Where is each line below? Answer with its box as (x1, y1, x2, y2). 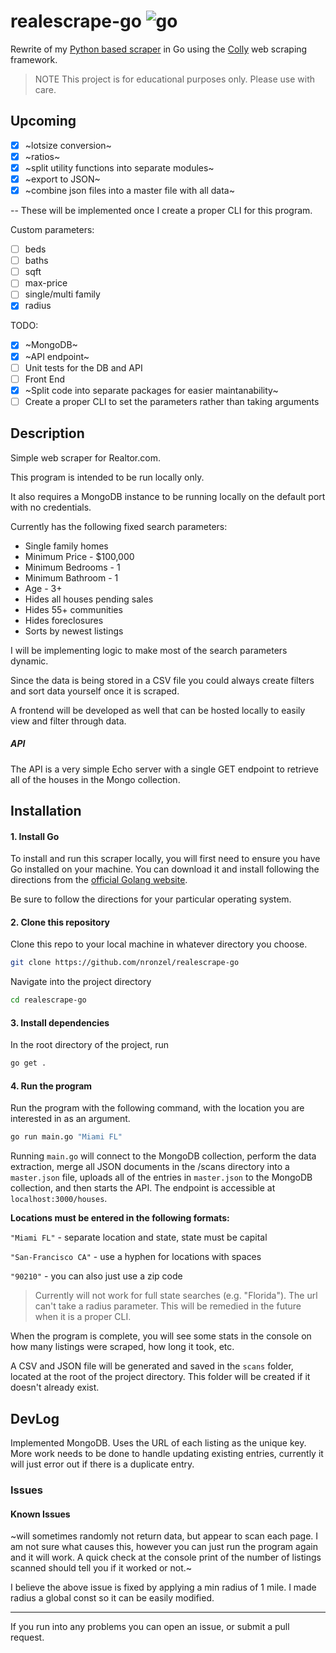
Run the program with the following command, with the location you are (10, 1102, 305, 1114)
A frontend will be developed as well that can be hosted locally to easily (10, 704, 306, 716)
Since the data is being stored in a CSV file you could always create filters (10, 674, 315, 686)
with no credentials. (10, 501, 92, 513)
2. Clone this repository (10, 916, 110, 928)
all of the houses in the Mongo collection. (10, 773, 181, 785)
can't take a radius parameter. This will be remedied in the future (34, 1300, 302, 1312)
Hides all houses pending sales (24, 593, 154, 605)
